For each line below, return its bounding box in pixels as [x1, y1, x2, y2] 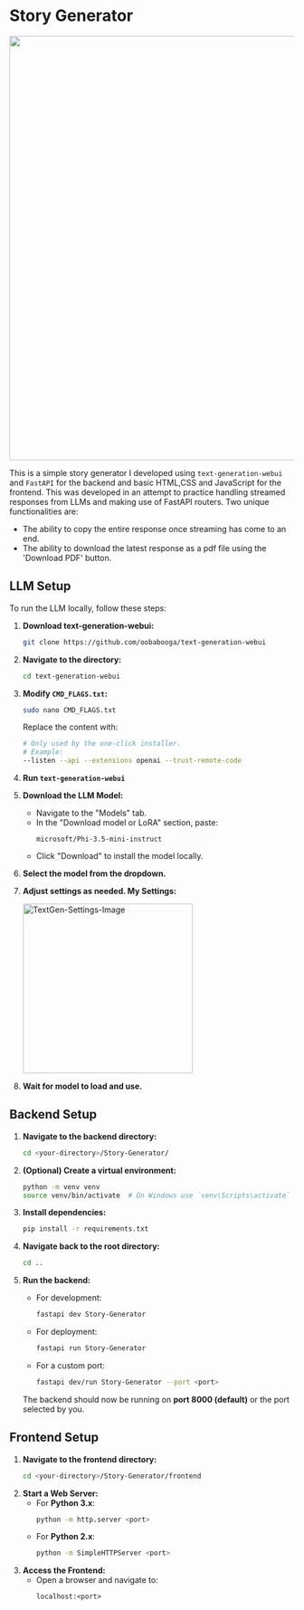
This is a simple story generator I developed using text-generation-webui [9, 467, 283, 478]
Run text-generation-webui [22, 773, 126, 783]
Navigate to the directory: [22, 653, 122, 665]
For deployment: [35, 1327, 98, 1338]
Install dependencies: [22, 1207, 107, 1218]
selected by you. [22, 1404, 85, 1415]
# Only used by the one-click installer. [22, 739, 181, 748]
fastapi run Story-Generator [35, 1344, 147, 1353]
